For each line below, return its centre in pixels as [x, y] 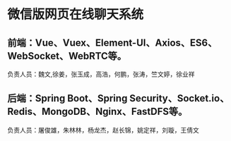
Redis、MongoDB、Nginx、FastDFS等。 [97, 112]
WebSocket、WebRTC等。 [67, 56]
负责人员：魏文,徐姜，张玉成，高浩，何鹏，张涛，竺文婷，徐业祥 [101, 74]
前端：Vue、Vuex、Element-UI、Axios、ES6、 [112, 43]
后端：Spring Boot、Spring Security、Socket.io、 [118, 98]
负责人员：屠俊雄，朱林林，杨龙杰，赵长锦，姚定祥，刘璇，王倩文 [103, 130]
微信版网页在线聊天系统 [76, 14]
